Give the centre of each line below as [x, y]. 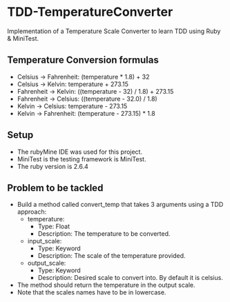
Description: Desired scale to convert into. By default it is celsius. [130, 278]
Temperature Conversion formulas [83, 60]
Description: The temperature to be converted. [104, 234]
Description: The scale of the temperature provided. [112, 256]
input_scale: [45, 241]
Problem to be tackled [55, 188]
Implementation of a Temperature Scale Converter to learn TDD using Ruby [114, 31]
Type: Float [54, 226]
